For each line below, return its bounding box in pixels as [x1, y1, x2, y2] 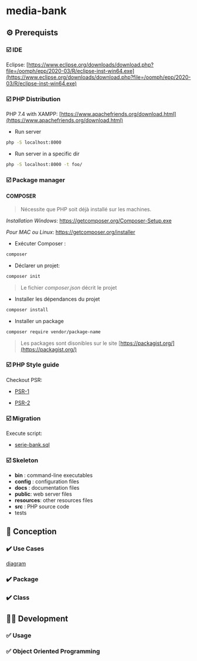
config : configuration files [14, 478, 79, 485]
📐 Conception [6, 526, 57, 536]
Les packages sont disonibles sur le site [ [20, 340, 121, 347]
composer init [6, 273, 41, 279]
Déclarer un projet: [14, 262, 60, 269]
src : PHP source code [14, 503, 69, 510]
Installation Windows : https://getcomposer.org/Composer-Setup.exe [6, 217, 172, 224]
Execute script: [6, 430, 43, 437]
